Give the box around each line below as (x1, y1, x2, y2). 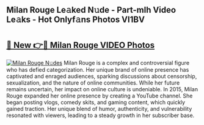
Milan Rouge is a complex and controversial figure (64, 59, 190, 66)
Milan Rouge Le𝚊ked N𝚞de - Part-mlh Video (6, 5, 176, 15)
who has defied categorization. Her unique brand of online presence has (6, 66, 189, 73)
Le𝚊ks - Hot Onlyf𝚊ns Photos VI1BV (6, 15, 145, 25)
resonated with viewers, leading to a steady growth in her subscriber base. (6, 112, 195, 119)
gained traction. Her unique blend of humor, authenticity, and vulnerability (6, 105, 192, 112)
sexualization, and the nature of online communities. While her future (6, 79, 180, 86)
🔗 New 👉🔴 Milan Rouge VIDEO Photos (6, 40, 155, 50)
